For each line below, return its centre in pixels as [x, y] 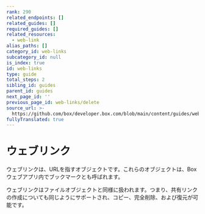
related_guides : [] [31, 23]
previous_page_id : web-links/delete [53, 102]
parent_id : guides [30, 91]
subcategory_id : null [34, 57]
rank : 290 [19, 12]
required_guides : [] [33, 29]
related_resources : [31, 35]
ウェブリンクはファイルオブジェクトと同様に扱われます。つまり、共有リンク [102, 190]
